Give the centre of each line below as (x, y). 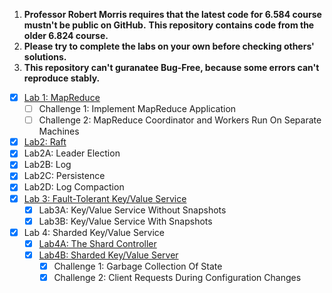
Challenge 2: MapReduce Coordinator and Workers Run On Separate (180, 120)
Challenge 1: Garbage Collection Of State (138, 266)
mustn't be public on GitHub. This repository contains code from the (169, 25)
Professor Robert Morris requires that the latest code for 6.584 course (172, 14)
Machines (59, 131)
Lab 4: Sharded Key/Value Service (94, 232)
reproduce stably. (62, 78)
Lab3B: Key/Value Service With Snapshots (125, 221)
